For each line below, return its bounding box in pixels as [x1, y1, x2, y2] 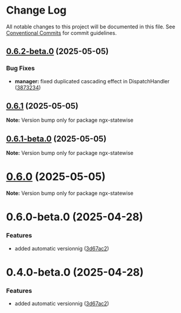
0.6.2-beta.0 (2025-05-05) [6, 47, 109, 57]
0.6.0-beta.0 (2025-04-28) [6, 210, 143, 224]
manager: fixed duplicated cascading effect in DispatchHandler [14, 77, 170, 84]
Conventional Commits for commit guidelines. [6, 29, 117, 36]
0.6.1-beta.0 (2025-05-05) [6, 133, 107, 144]
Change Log [6, 4, 67, 17]
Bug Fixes [6, 64, 35, 73]
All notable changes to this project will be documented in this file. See [6, 23, 176, 30]
